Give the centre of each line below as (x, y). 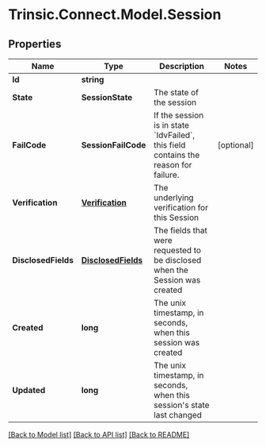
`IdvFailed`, (175, 135)
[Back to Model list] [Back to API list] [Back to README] (99, 435)
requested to (178, 250)
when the (171, 270)
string (93, 79)
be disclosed (178, 260)
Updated (29, 390)
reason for (173, 165)
